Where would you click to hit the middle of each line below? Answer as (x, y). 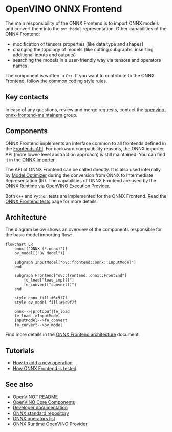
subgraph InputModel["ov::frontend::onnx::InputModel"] (76, 262)
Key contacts (27, 97)
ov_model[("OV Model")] (40, 253)
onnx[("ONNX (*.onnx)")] (41, 249)
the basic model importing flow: (39, 235)
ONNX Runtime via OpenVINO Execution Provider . (58, 186)
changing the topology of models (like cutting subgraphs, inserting (83, 49)
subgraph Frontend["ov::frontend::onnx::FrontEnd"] (71, 276)
